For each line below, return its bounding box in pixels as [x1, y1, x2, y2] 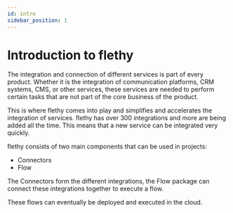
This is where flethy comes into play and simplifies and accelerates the [7, 106, 213, 115]
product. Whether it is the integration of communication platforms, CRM [7, 78, 215, 86]
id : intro [7, 10, 36, 18]
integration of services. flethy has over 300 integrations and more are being [7, 114, 227, 122]
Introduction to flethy [7, 47, 134, 63]
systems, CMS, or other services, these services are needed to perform [7, 85, 215, 93]
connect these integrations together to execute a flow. [7, 184, 164, 193]
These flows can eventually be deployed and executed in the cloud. [7, 198, 203, 207]
